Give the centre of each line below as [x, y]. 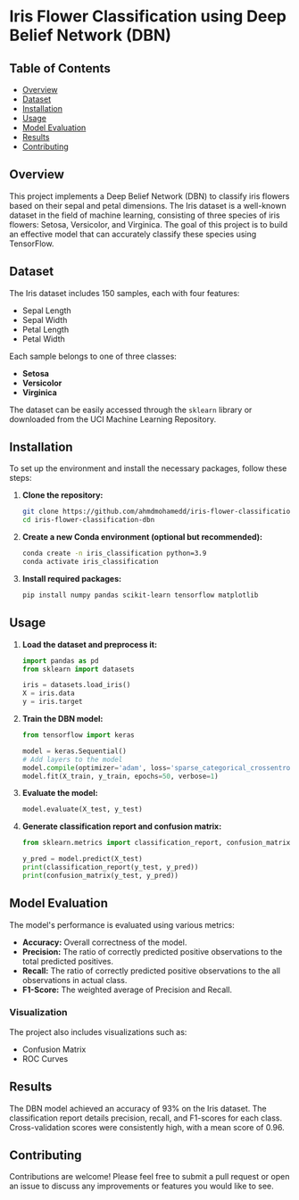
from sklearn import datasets [79, 669]
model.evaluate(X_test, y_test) [82, 809]
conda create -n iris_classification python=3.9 [114, 554]
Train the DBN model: [62, 719]
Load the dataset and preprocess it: [90, 644]
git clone [41, 512]
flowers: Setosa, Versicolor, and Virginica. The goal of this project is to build [149, 224]
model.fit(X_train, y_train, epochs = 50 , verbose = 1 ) [120, 776]
